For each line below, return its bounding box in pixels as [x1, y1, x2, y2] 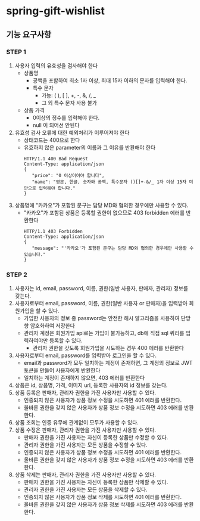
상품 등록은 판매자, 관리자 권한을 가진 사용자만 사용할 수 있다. [14, 389, 157, 396]
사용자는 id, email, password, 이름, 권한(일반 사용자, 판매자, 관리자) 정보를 [14, 285, 189, 292]
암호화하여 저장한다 [30, 322, 76, 329]
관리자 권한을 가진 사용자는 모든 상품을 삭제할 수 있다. [23, 486, 148, 493]
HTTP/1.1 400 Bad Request [23, 156, 88, 162]
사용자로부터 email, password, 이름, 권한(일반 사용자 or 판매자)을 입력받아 [14, 300, 188, 307]
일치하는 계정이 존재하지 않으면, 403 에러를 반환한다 [23, 374, 145, 382]
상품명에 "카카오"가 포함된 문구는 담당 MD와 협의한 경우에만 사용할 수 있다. [14, 201, 189, 209]
